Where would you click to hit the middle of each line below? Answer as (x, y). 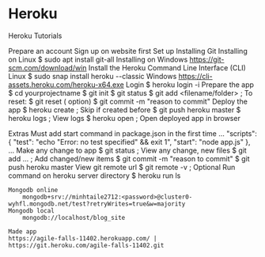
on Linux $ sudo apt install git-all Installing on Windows (98, 59)
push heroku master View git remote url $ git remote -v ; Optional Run (122, 167)
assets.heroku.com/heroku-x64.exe (66, 85)
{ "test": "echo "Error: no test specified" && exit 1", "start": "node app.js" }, (129, 142)
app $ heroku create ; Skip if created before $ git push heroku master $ (125, 110)
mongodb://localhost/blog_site (74, 217)
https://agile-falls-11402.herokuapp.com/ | (83, 238)
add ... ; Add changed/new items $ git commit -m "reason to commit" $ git (129, 158)
